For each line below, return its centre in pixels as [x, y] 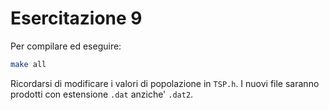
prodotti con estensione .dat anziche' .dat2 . [102, 94]
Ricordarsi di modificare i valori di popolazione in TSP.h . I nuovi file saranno [165, 83]
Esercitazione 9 [76, 18]
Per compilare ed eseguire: [66, 46]
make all [28, 64]
